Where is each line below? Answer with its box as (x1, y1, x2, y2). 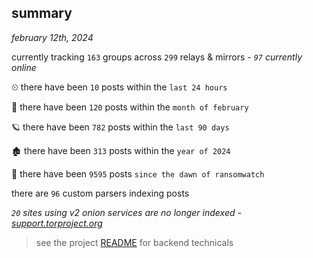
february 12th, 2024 (11, 31, 94, 43)
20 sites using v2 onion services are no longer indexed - (11, 206, 242, 218)
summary (11, 5, 73, 22)
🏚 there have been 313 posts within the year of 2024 (11, 144, 231, 156)
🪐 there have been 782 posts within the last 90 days (11, 121, 230, 133)
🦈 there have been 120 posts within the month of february (11, 101, 249, 113)
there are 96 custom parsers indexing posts (11, 187, 190, 199)
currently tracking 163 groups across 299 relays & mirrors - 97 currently (11, 51, 303, 63)
